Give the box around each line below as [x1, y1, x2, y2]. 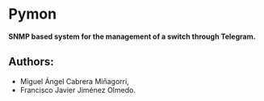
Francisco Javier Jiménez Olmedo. [19, 85, 136, 95]
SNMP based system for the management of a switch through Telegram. [8, 32, 256, 41]
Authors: [8, 55, 54, 69]
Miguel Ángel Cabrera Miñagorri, [19, 76, 129, 86]
